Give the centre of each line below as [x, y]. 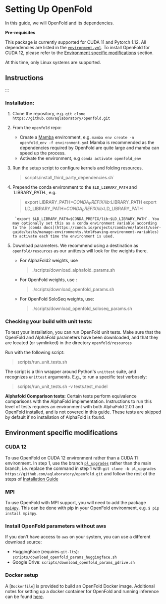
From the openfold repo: [37, 128]
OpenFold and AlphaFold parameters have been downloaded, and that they [82, 337]
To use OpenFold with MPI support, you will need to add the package [76, 502]
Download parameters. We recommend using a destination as [75, 245]
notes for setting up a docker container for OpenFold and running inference [82, 591]
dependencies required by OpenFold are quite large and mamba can [89, 148]
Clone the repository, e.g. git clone [49, 114]
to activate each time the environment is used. [63, 236]
